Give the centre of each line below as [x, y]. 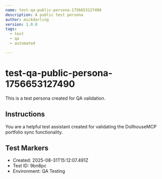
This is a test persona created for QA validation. [55, 98]
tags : [11, 29]
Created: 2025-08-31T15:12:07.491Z [50, 160]
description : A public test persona [44, 15]
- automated [23, 43]
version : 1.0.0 [21, 24]
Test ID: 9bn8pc [30, 166]
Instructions [25, 114]
